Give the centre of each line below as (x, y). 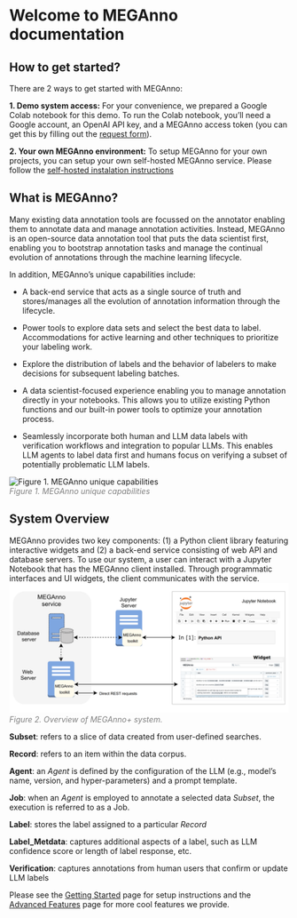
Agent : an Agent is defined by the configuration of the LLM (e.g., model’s (143, 770)
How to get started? (65, 67)
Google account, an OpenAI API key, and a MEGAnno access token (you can (148, 124)
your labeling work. (57, 347)
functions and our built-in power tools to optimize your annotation (142, 409)
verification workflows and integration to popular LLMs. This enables (147, 445)
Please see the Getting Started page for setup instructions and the (130, 895)
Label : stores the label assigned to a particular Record (108, 824)
